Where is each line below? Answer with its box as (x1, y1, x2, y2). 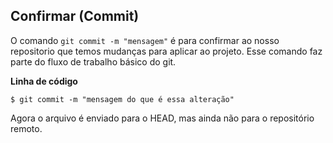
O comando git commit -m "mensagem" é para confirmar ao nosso (10, 34, 280, 46)
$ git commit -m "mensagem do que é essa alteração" (10, 94, 235, 104)
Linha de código (10, 75, 78, 87)
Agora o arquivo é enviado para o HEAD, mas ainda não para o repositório (10, 112, 315, 124)
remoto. (10, 122, 43, 134)
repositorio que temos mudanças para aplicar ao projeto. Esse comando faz (10, 45, 323, 57)
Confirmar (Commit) (10, 8, 140, 25)
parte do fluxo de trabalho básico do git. (10, 55, 177, 68)
